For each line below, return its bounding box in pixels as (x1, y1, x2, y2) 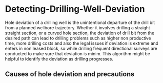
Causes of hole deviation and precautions (5, 70, 135, 79)
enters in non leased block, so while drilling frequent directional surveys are (5, 45, 158, 51)
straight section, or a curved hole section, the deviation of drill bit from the (5, 30, 155, 36)
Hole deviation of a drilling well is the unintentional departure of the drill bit (5, 20, 155, 25)
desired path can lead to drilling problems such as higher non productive (5, 35, 151, 41)
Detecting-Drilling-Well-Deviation (5, 3, 145, 15)
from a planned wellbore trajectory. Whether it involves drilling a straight (5, 24, 150, 30)
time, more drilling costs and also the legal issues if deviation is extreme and (5, 40, 159, 46)
